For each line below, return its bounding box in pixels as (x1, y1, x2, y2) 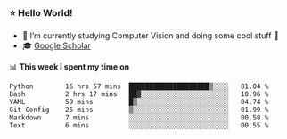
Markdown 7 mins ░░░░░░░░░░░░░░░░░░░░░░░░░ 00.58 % (9, 113, 269, 122)
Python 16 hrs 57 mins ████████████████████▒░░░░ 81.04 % (9, 82, 269, 91)
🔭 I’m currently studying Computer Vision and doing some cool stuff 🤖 (21, 30, 279, 41)
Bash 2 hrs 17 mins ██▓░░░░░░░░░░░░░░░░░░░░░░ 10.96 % (9, 90, 269, 99)
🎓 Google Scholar (21, 40, 92, 51)
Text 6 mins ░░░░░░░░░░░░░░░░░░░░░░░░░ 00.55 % (9, 121, 269, 130)
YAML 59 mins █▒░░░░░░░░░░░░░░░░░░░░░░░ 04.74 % (9, 98, 269, 107)
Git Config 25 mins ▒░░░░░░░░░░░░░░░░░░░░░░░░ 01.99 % (9, 105, 269, 115)
